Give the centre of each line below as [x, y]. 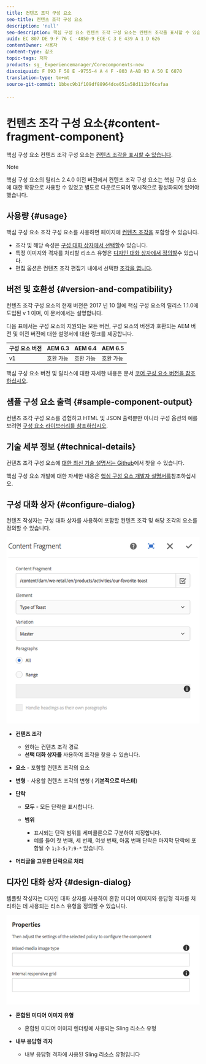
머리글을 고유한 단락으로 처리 [49, 861]
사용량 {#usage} [37, 216]
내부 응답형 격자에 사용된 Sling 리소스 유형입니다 [82, 1054]
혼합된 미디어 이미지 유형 [44, 1015]
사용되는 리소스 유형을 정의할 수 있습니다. [78, 906]
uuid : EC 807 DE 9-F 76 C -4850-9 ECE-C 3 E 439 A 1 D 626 [83, 39]
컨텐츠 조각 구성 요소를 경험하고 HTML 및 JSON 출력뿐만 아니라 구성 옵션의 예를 [102, 418]
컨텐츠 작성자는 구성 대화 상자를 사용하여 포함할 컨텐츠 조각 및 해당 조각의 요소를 [102, 521]
